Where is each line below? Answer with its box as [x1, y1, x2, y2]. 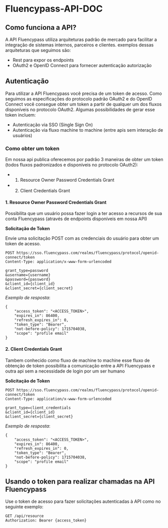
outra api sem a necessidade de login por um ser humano [5, 368, 125, 374]
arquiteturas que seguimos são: [5, 47, 71, 53]
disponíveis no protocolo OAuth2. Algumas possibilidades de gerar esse [5, 107, 155, 113]
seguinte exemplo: [5, 504, 44, 510]
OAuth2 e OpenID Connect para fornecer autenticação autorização [12, 63, 152, 68]
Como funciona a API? [5, 23, 77, 32]
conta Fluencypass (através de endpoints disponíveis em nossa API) [5, 216, 147, 222]
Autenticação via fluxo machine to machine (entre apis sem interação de [12, 127, 163, 133]
